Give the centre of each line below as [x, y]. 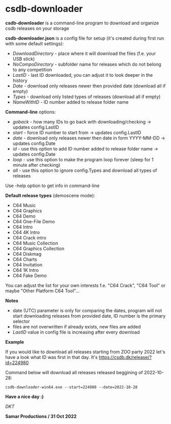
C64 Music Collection [35, 243]
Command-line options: [31, 112]
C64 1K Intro [26, 270]
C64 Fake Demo [30, 276]
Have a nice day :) [25, 397]
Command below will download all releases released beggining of [74, 372]
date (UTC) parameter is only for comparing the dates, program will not [87, 310]
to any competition [32, 70]
